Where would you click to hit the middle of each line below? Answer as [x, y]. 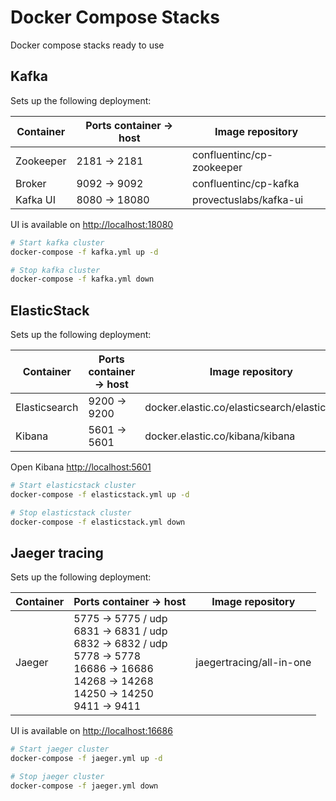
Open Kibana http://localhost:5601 [81, 467]
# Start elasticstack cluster [73, 486]
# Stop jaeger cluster [57, 777]
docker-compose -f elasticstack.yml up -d [100, 494]
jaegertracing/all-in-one [253, 663]
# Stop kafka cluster [55, 270]
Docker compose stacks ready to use [87, 45]
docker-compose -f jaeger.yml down [84, 786]
